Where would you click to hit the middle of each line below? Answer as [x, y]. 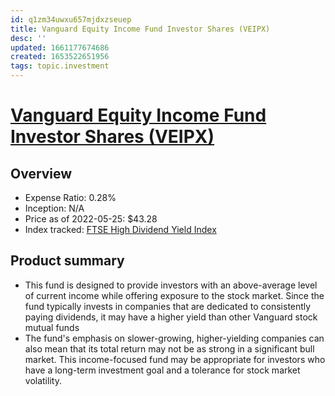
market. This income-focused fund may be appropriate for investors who [175, 359]
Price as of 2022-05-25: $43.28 [91, 219]
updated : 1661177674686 [60, 47]
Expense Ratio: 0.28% [70, 197]
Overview [41, 173]
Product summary [67, 261]
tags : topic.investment [60, 66]
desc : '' [28, 38]
